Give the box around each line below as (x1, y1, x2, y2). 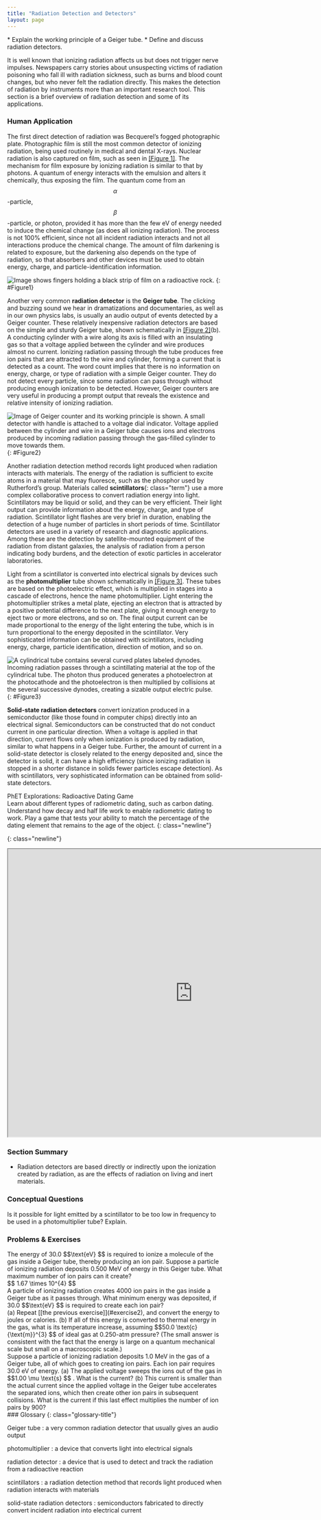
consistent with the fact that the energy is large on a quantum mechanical (7, 1337, 215, 1346)
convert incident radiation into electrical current (7, 1506, 142, 1515)
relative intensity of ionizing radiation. (7, 399, 113, 407)
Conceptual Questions (7, 1195, 84, 1204)
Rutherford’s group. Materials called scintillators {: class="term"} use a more (7, 483, 224, 491)
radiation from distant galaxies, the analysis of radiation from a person (7, 541, 206, 550)
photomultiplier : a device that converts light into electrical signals (7, 1445, 193, 1453)
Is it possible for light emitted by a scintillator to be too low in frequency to (7, 1210, 217, 1218)
